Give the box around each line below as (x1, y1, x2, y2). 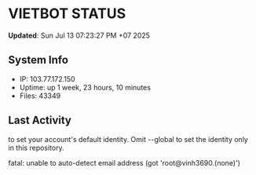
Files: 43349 (19, 91, 61, 100)
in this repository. (8, 143, 64, 152)
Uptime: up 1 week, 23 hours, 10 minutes (19, 82, 152, 92)
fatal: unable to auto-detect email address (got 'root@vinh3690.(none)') (8, 158, 241, 167)
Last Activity (8, 114, 72, 127)
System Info (8, 53, 69, 67)
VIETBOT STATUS (8, 5, 126, 23)
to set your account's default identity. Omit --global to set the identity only (8, 134, 249, 144)
